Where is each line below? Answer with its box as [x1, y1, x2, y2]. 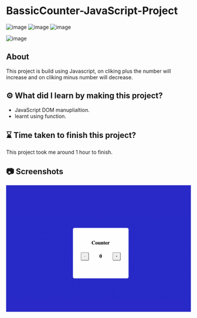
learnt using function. [14, 113, 66, 120]
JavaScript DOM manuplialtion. [14, 106, 90, 113]
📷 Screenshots [6, 166, 63, 177]
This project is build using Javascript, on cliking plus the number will [6, 67, 171, 75]
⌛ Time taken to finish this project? [6, 130, 137, 140]
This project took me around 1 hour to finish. [6, 148, 113, 156]
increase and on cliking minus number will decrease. [6, 73, 133, 80]
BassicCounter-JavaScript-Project [6, 4, 178, 18]
